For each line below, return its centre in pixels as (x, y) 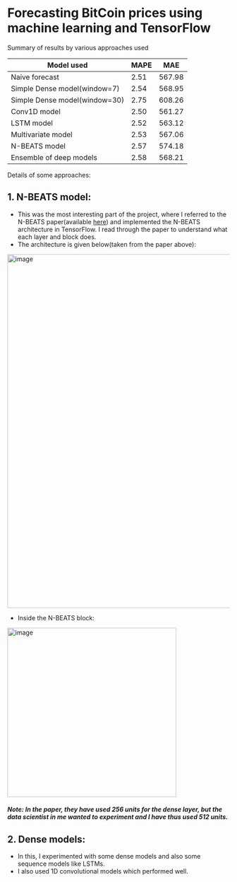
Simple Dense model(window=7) (65, 88)
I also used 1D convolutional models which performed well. (103, 871)
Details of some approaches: (49, 175)
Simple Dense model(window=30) (68, 100)
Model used (67, 65)
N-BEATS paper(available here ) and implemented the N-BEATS (109, 221)
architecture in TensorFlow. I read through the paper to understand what (122, 229)
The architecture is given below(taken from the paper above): (107, 244)
